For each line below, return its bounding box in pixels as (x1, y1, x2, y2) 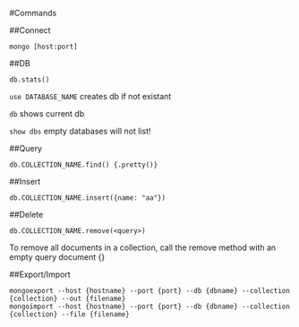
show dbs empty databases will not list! (9, 125, 151, 136)
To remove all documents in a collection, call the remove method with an (9, 242, 277, 253)
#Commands (9, 8, 57, 18)
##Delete (9, 210, 44, 219)
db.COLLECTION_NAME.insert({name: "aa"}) (9, 194, 167, 202)
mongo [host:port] (9, 42, 78, 51)
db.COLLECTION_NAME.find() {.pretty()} (9, 160, 158, 169)
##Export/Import (9, 269, 71, 280)
